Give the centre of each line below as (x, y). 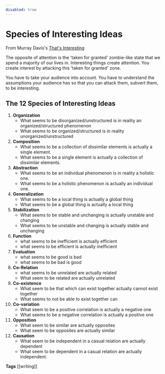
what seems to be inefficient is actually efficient (68, 241)
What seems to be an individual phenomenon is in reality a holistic (87, 173)
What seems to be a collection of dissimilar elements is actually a (86, 147)
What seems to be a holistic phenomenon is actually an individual (86, 184)
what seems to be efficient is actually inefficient (68, 247)
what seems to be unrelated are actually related (68, 273)
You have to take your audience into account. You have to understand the (80, 78)
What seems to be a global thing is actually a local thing (77, 205)
